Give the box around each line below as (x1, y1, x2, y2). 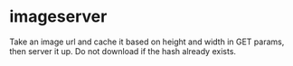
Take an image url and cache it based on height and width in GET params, (9, 36, 285, 47)
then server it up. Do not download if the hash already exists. (9, 45, 237, 56)
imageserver (9, 6, 108, 27)
